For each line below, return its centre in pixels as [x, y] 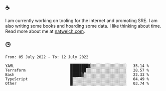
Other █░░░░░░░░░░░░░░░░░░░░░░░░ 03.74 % [77, 83]
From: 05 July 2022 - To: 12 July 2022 [47, 57]
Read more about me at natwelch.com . [45, 31]
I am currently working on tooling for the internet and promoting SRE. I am [81, 21]
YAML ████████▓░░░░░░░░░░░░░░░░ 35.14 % [77, 66]
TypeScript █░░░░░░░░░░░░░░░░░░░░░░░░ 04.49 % [77, 79]
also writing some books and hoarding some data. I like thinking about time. [83, 26]
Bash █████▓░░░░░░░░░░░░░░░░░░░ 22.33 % [77, 74]
